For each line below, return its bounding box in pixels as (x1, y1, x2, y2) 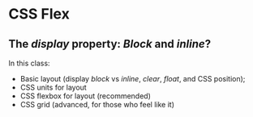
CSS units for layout (19, 82, 87, 92)
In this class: (8, 58, 50, 68)
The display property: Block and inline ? (8, 37, 212, 51)
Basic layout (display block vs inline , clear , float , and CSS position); (19, 74, 246, 83)
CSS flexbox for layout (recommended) (19, 91, 152, 101)
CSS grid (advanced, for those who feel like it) (19, 100, 174, 109)
